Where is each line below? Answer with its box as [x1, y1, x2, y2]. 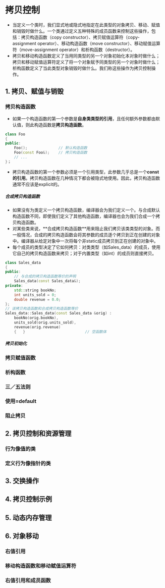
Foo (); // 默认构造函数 [14, 146, 88, 151]
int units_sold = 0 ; [14, 292, 56, 297]
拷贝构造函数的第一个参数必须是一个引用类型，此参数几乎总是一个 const [12, 169, 160, 175]
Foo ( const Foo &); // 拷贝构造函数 [14, 150, 88, 155]
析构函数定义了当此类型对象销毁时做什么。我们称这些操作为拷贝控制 [12, 65, 152, 71]
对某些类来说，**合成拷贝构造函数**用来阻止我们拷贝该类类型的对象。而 [12, 225, 160, 231]
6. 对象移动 [5, 532, 39, 540]
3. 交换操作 [5, 477, 39, 485]
